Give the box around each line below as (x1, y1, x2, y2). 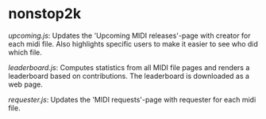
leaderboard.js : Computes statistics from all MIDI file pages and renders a (8, 62, 250, 72)
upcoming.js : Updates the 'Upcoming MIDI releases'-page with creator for (8, 31, 252, 40)
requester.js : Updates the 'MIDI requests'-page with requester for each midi (8, 95, 256, 104)
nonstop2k (8, 5, 82, 23)
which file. (8, 47, 42, 57)
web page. (8, 80, 44, 89)
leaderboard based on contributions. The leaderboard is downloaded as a (8, 71, 250, 80)
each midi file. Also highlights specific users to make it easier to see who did (8, 39, 258, 48)
